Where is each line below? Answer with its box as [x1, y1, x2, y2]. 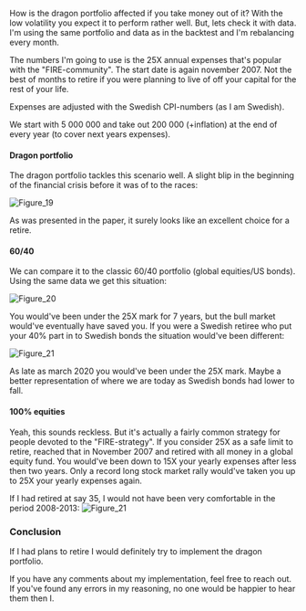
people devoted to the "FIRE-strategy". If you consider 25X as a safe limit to [9, 436, 294, 447]
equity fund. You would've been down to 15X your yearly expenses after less [9, 456, 297, 467]
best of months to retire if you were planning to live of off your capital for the [9, 74, 297, 85]
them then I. [9, 593, 55, 604]
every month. [9, 37, 59, 47]
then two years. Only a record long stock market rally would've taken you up [9, 465, 296, 476]
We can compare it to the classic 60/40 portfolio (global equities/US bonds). [9, 266, 296, 277]
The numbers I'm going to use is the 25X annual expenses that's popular [9, 55, 282, 65]
